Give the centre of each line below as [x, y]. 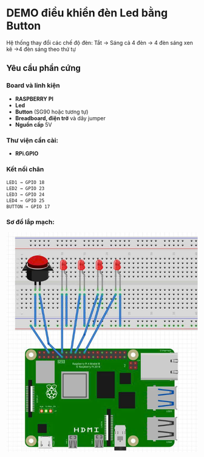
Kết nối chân [25, 169]
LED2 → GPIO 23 [25, 189]
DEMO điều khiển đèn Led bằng [87, 13]
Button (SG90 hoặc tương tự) [52, 112]
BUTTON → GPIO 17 [28, 207]
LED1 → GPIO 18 [25, 183]
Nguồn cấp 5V [33, 124]
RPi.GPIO [27, 153]
